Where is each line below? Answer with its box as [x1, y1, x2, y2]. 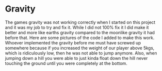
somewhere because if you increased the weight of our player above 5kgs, [5, 45, 155, 51]
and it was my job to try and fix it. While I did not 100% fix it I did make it [5, 24, 149, 30]
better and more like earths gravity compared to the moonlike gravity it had [5, 29, 155, 35]
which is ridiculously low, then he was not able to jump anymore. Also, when [5, 50, 157, 56]
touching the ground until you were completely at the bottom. [5, 60, 128, 66]
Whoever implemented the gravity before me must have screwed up [5, 40, 141, 45]
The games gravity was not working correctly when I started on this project [5, 19, 156, 25]
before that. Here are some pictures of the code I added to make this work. [5, 35, 155, 41]
